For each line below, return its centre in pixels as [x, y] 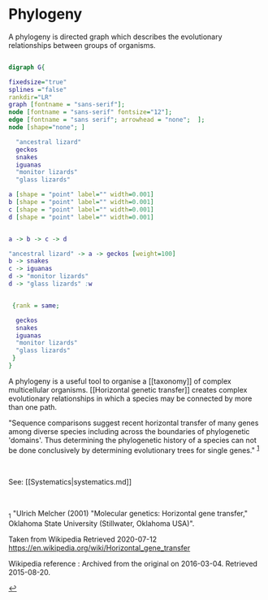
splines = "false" [38, 89]
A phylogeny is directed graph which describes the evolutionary [115, 37]
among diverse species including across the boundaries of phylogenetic [129, 431]
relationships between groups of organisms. [82, 45]
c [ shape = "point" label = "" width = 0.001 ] [81, 209]
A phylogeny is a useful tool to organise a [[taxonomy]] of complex [120, 381]
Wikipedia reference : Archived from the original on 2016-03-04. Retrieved [133, 564]
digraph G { [27, 67]
